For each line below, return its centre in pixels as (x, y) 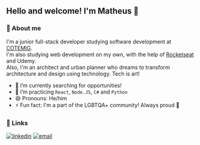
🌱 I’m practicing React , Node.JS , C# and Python (71, 92)
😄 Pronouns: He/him (41, 98)
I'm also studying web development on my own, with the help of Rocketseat (100, 54)
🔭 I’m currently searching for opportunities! (68, 85)
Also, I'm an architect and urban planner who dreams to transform (88, 67)
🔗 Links (17, 123)
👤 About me (23, 28)
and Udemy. (21, 60)
